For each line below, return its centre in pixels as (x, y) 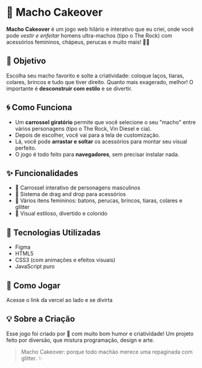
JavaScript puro (35, 266)
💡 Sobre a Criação (41, 319)
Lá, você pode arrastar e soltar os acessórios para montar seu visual (101, 141)
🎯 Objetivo (26, 61)
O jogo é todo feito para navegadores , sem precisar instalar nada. (97, 154)
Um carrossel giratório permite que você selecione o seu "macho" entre (105, 122)
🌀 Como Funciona (39, 107)
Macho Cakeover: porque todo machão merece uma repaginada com (107, 352)
